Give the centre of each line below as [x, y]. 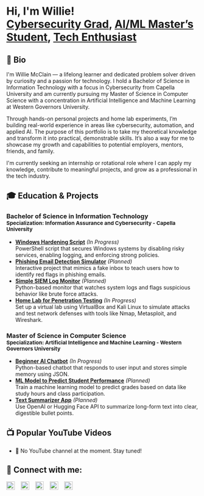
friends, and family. [30, 151]
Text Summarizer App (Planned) [56, 400]
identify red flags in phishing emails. [61, 274]
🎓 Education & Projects [52, 196]
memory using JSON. [42, 374]
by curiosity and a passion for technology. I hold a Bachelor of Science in [98, 81]
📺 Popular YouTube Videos [59, 433]
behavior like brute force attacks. [57, 294]
